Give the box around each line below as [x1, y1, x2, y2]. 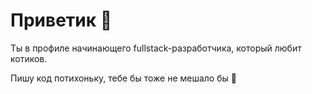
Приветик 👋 [10, 9, 113, 32]
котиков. [10, 52, 48, 64]
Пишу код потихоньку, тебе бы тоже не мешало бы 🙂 [10, 72, 237, 84]
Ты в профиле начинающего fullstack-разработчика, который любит [10, 42, 302, 54]
